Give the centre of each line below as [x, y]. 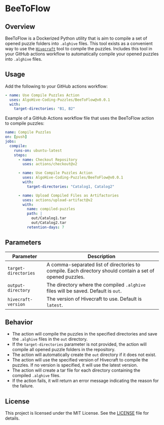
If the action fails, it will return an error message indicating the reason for [85, 381]
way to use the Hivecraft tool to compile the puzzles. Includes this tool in [79, 49]
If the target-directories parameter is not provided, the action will [79, 344]
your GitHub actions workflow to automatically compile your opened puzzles [82, 54]
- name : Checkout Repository [48, 159]
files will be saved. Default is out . [84, 291]
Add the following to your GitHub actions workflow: [57, 86]
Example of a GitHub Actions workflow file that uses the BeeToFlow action [80, 118]
